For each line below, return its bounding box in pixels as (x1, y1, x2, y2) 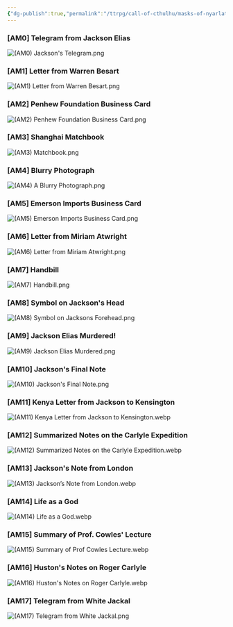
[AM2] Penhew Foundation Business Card (7, 99, 151, 109)
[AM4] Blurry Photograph (7, 165, 95, 175)
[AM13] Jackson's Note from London (7, 463, 134, 473)
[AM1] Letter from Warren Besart (7, 66, 119, 76)
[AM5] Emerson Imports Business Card (7, 199, 142, 208)
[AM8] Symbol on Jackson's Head (7, 298, 125, 308)
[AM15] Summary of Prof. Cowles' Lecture (7, 530, 152, 539)
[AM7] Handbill (7, 265, 60, 274)
